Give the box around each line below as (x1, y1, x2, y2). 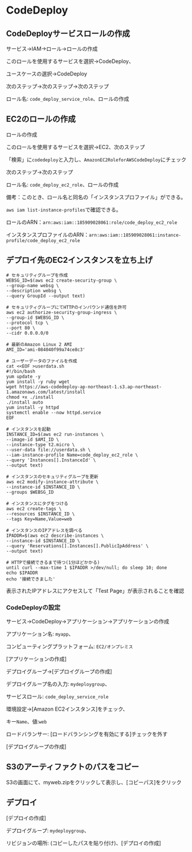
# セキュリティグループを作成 (6, 272, 68, 278)
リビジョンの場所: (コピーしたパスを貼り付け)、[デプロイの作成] (6, 839, 161, 846)
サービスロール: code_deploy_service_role (6, 693, 109, 700)
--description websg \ (6, 288, 62, 293)
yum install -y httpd (6, 404, 59, 410)
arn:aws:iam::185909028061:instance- (88, 232, 181, 238)
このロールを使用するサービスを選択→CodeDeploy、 (6, 58, 134, 65)
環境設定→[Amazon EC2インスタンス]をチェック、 (6, 705, 128, 712)
